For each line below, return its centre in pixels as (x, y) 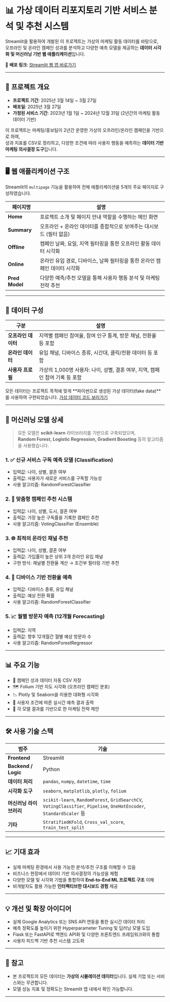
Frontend (19, 758)
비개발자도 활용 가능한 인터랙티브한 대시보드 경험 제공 (65, 886)
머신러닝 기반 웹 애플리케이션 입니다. (50, 54)
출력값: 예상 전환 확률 (33, 596)
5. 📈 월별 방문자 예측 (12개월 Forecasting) (55, 616)
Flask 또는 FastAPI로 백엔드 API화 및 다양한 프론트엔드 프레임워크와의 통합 (86, 934)
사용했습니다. (36, 446)
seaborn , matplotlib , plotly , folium (84, 791)
